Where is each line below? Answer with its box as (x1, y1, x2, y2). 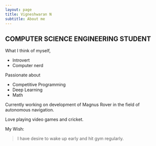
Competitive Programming (12, 82, 66, 88)
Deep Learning (12, 87, 43, 93)
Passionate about (5, 72, 40, 78)
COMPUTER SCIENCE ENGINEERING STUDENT (5, 35, 152, 43)
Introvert (12, 57, 30, 63)
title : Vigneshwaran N (5, 12, 52, 17)
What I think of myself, (5, 48, 51, 54)
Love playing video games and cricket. (5, 116, 84, 122)
